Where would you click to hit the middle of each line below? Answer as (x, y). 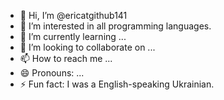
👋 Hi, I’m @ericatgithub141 (73, 15)
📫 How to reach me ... (66, 58)
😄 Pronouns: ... (52, 73)
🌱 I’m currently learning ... (73, 36)
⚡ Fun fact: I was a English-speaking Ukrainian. (117, 84)
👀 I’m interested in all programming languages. (115, 26)
